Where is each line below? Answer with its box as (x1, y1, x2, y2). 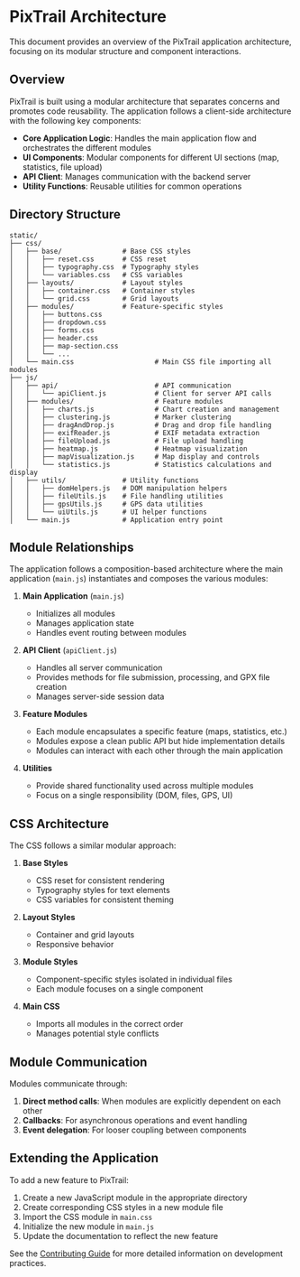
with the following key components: (9, 115, 141, 126)
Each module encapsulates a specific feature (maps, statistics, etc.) (35, 726, 288, 737)
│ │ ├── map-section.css (9, 341, 119, 350)
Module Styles (22, 956, 78, 967)
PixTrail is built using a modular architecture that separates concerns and (9, 96, 281, 107)
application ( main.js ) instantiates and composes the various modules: (9, 573, 268, 584)
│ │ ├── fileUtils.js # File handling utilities (9, 491, 223, 500)
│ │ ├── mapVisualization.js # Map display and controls (9, 452, 259, 461)
